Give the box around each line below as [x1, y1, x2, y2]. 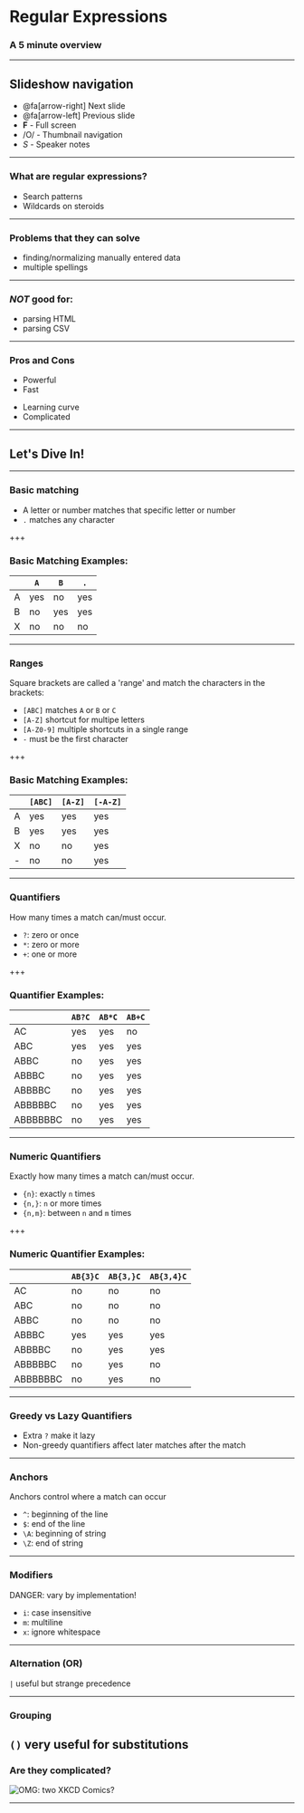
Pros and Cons [9, 354, 75, 367]
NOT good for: [9, 293, 74, 305]
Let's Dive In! [9, 446, 85, 461]
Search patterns [22, 190, 83, 201]
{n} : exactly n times [22, 1189, 96, 1200]
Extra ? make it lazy [22, 1430, 96, 1441]
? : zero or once [22, 929, 80, 940]
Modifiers [9, 1569, 53, 1582]
